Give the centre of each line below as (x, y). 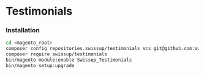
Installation (23, 30)
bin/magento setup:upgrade (40, 65)
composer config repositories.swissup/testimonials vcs (78, 49)
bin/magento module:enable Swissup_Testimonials (69, 60)
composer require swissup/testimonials (57, 54)
